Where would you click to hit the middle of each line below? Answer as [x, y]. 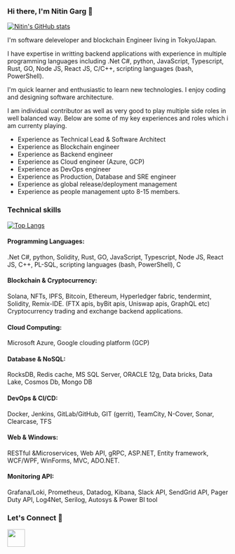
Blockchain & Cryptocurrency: [52, 281]
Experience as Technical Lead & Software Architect [92, 139]
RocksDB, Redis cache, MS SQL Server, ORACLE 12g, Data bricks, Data [110, 375]
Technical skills [34, 210]
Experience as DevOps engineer [64, 169]
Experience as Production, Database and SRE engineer [97, 177]
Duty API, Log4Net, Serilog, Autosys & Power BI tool [82, 500]
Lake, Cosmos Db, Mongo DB [50, 382]
